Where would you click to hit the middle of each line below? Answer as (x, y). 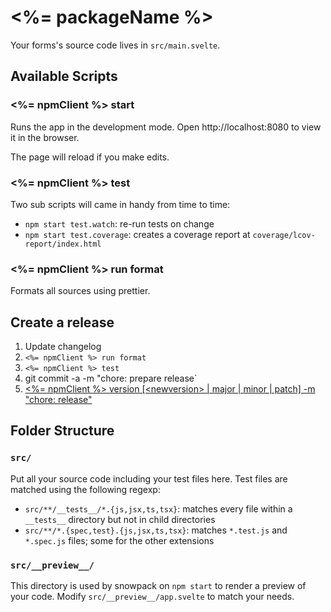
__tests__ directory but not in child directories (120, 519)
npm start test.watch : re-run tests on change (119, 223)
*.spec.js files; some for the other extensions (119, 540)
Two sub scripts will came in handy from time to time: (120, 204)
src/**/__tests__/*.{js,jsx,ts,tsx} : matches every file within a (158, 508)
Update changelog (63, 347)
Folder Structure (62, 431)
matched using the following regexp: (85, 489)
